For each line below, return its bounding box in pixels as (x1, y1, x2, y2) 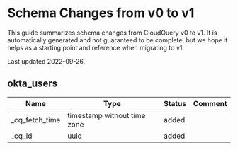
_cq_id (11, 131, 33, 141)
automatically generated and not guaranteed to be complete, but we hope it (7, 35, 228, 44)
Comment (193, 98, 227, 108)
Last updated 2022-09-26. (7, 57, 86, 65)
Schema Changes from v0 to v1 (7, 5, 195, 21)
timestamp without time (67, 110, 146, 120)
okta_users (7, 78, 58, 90)
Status (164, 98, 186, 108)
